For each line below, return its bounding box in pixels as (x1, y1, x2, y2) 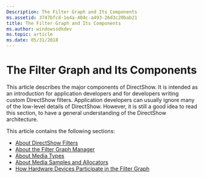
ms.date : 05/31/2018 (6, 37, 59, 43)
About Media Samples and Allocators (15, 159, 108, 166)
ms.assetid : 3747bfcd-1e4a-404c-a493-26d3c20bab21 (6, 15, 138, 21)
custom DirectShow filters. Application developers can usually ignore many (6, 96, 195, 103)
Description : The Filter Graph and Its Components (6, 9, 138, 15)
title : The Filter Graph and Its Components (6, 20, 121, 26)
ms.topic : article (6, 32, 53, 38)
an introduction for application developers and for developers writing (6, 89, 179, 97)
